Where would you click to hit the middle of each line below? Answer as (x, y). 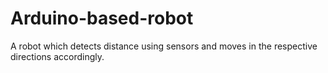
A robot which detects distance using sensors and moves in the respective (164, 46)
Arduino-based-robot (102, 18)
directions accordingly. (57, 56)
